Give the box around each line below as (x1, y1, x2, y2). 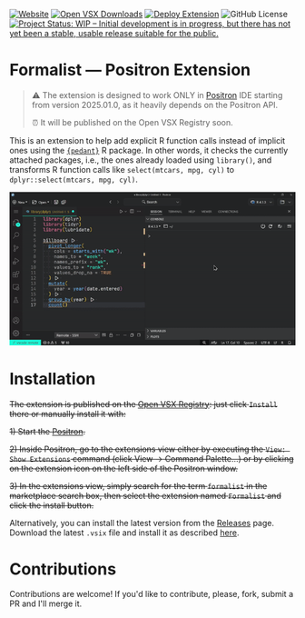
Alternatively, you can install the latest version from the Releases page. (9, 517, 275, 528)
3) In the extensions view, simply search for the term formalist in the (9, 480, 268, 491)
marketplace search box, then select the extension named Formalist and (9, 490, 281, 501)
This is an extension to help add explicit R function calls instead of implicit (9, 135, 286, 145)
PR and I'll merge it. (9, 598, 83, 609)
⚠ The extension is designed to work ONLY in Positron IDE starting (31, 89, 283, 100)
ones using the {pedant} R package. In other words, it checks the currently (9, 145, 289, 155)
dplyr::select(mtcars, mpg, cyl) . (9, 174, 138, 184)
